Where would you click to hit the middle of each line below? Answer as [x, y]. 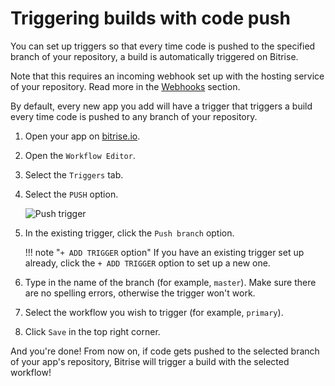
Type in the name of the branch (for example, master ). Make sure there [170, 282]
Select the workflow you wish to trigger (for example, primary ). [154, 312]
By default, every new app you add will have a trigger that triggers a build [161, 106]
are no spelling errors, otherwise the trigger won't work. [140, 293]
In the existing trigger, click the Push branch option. [129, 233]
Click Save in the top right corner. [92, 331]
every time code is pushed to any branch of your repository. [134, 116]
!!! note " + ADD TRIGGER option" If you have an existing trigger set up [164, 252]
